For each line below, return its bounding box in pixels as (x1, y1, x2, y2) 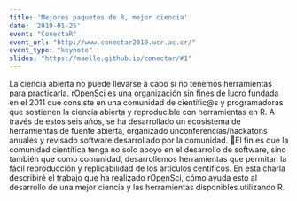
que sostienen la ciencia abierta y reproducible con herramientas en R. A (9, 107, 275, 117)
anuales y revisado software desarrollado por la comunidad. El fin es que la (9, 135, 289, 145)
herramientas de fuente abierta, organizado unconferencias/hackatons (9, 126, 268, 135)
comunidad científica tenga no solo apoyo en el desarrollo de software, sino (9, 144, 286, 155)
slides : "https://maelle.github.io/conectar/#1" (9, 54, 192, 63)
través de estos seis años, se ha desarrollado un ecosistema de (9, 116, 241, 127)
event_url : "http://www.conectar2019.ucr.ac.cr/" (9, 37, 197, 47)
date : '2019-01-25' (9, 21, 82, 30)
